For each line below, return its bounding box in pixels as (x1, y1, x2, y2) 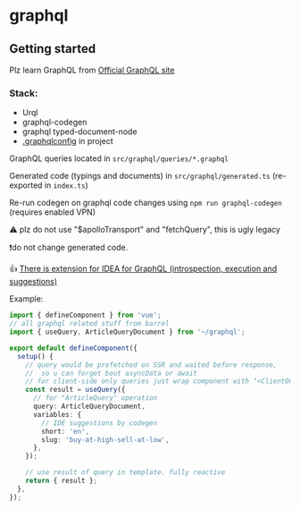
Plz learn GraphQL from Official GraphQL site (9, 64, 175, 75)
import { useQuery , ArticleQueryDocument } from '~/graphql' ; (9, 327, 246, 336)
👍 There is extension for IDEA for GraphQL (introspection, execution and (9, 263, 278, 274)
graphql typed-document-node (21, 126, 137, 137)
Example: (9, 293, 44, 304)
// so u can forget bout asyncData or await (25, 369, 198, 378)
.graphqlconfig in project (21, 136, 113, 147)
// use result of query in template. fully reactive (25, 468, 226, 477)
